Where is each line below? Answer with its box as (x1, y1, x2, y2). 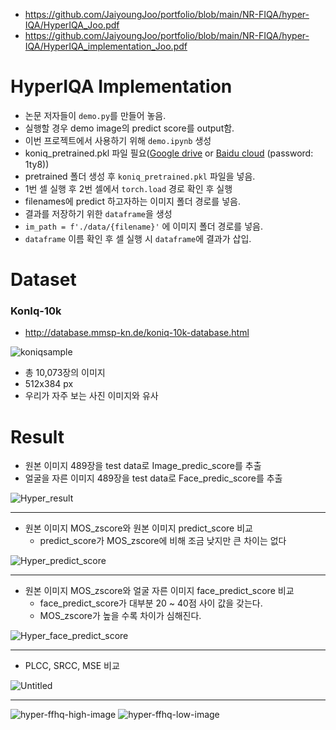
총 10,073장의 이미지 (24, 367, 106, 379)
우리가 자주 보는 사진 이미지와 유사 (24, 390, 159, 402)
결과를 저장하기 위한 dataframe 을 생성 (24, 207, 173, 219)
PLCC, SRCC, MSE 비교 (24, 660, 120, 672)
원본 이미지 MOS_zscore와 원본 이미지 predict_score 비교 (24, 522, 253, 534)
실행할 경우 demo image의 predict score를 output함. (24, 122, 235, 134)
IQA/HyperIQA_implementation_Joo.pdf (24, 40, 188, 52)
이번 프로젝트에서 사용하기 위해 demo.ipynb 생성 (24, 134, 212, 146)
